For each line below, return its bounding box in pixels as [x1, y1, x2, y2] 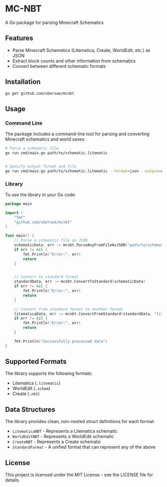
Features [5, 34, 33, 42]
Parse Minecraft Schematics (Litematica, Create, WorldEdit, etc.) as [12, 47, 151, 53]
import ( [5, 210, 23, 215]
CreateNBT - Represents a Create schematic [12, 439, 101, 445]
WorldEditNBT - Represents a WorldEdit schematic [12, 434, 114, 440]
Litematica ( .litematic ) [12, 380, 61, 386]
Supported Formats [5, 357, 67, 366]
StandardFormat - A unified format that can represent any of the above [12, 444, 156, 450]
